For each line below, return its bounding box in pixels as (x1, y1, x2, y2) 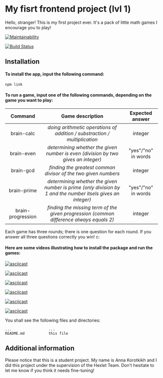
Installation (5, 57, 40, 66)
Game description (61, 113, 103, 120)
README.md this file (5, 331, 68, 336)
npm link (5, 82, 23, 87)
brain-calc (10, 130, 35, 137)
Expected (130, 109, 152, 116)
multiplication (66, 136, 98, 143)
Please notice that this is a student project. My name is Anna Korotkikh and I (5, 357, 157, 363)
